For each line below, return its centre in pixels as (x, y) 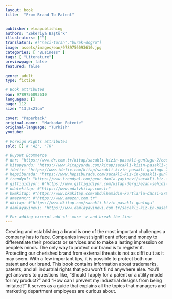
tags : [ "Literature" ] (29, 57)
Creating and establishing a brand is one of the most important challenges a (85, 232)
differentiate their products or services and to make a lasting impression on (84, 242)
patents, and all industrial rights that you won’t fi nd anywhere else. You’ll (82, 269)
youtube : (15, 132)
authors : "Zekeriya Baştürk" (36, 33)
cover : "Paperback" (26, 118)
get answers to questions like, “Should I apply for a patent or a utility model (84, 275)
